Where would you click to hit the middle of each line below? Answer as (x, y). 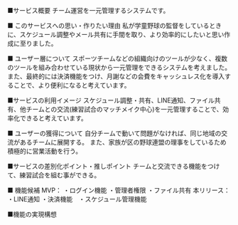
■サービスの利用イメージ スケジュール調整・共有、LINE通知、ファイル (111, 100)
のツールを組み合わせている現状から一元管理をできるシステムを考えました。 (119, 67)
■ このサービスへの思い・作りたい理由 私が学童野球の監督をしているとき (115, 26)
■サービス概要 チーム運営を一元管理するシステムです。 (88, 10)
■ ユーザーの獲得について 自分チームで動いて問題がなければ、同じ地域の (114, 133)
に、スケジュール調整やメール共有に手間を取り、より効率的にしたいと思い (116, 35)
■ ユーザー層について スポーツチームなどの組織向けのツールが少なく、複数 (118, 58)
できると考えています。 (53, 118)
